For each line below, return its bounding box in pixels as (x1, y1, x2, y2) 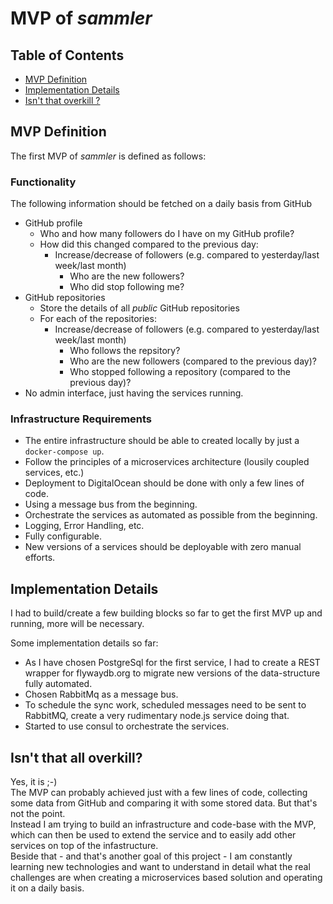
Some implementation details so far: (10, 637, 159, 649)
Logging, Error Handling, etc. (24, 520, 145, 532)
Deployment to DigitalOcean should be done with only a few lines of (24, 477, 305, 489)
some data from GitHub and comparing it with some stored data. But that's (10, 797, 318, 809)
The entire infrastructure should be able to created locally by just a (24, 435, 300, 447)
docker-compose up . (24, 445, 105, 457)
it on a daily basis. (10, 882, 85, 894)
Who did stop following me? (69, 281, 185, 293)
